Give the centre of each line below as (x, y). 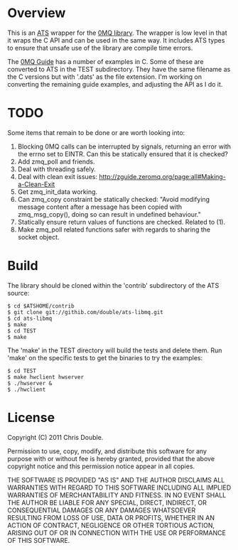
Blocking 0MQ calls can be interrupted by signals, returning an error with (124, 146)
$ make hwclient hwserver (45, 377)
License (31, 418)
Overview (37, 13)
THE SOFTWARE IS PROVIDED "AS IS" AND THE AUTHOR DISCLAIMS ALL (116, 480)
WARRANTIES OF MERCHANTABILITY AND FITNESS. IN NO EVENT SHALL (117, 495)
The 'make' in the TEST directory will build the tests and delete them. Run (115, 350)
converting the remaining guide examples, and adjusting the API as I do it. (115, 84)
